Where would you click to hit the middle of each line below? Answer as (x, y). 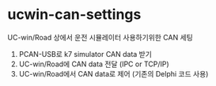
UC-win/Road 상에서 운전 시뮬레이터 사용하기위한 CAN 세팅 (100, 37)
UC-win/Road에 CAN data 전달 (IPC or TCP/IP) (94, 64)
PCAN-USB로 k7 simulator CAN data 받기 (85, 54)
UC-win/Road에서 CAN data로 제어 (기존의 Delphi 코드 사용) (114, 73)
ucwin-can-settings (74, 15)
